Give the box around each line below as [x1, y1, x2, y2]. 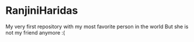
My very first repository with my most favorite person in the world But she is [5, 23, 189, 30]
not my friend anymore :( [5, 29, 65, 36]
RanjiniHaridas [5, 4, 78, 17]
